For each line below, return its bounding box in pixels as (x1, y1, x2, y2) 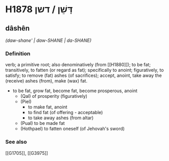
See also (5, 139, 27, 146)
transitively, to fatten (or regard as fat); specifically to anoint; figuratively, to (5, 67, 164, 73)
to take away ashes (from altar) (28, 115, 94, 121)
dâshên (5, 24, 30, 33)
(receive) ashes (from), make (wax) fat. (5, 78, 88, 84)
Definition (5, 50, 31, 57)
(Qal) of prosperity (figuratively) (20, 93, 88, 99)
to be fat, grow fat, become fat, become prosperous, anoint (12, 88, 138, 94)
